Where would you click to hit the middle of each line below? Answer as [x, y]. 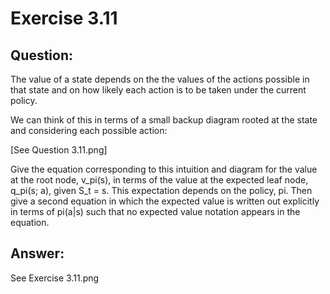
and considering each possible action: [89, 130]
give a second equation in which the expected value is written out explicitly [165, 201]
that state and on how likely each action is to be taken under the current [158, 90]
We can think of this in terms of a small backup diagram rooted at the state [164, 120]
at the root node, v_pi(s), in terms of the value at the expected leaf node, [159, 180]
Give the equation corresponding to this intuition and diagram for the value [164, 169]
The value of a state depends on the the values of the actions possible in [160, 79]
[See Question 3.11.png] [59, 150]
